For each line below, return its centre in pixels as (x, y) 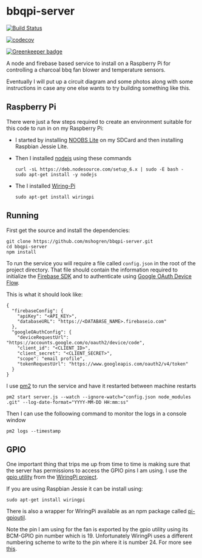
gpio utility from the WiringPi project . (52, 477)
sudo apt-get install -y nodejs (56, 174)
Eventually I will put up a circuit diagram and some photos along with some (99, 81)
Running (23, 216)
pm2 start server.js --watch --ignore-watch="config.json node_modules (99, 397)
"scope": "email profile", (51, 359)
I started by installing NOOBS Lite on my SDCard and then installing (99, 140)
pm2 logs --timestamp (34, 431)
